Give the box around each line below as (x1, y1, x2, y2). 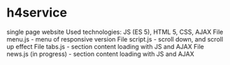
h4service (6, 5, 68, 21)
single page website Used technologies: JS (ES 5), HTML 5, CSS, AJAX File (6, 28, 224, 36)
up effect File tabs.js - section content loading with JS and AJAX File (6, 42, 204, 50)
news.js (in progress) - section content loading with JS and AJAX (6, 50, 194, 58)
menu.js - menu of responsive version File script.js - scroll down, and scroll (6, 35, 224, 43)
